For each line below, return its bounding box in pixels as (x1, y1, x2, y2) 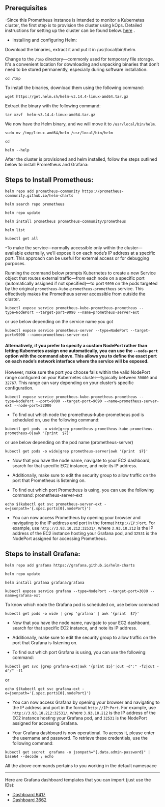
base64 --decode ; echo (5, 754, 54, 759)
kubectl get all (5, 236, 38, 241)
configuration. (5, 385, 33, 390)
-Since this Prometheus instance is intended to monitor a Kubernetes (5, 17, 145, 23)
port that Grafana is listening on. (12, 639, 78, 646)
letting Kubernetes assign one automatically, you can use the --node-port (5, 348, 158, 354)
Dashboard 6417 (12, 791, 46, 797)
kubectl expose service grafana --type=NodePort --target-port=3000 (5, 589, 148, 594)
